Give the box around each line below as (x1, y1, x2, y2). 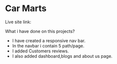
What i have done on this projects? (5, 28, 75, 34)
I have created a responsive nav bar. (12, 37, 86, 44)
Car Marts (5, 3, 47, 14)
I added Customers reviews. (12, 48, 69, 54)
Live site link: (5, 19, 32, 25)
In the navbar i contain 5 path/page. (12, 43, 85, 48)
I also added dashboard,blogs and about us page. (12, 53, 113, 59)
